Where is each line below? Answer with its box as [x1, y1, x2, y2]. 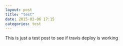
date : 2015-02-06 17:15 [5, 16, 55, 21]
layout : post [5, 7, 32, 12]
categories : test [5, 21, 41, 26]
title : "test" [5, 12, 35, 17]
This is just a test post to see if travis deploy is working [5, 35, 118, 41]
